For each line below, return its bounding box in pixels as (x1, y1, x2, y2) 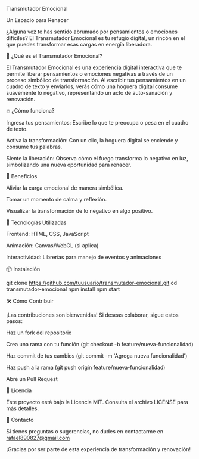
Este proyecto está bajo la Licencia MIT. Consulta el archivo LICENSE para (6, 399, 189, 405)
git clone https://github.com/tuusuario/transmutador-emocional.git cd (6, 280, 178, 286)
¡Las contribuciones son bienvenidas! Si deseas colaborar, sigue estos (6, 311, 179, 318)
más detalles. (6, 405, 39, 412)
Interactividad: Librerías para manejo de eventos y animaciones (6, 253, 162, 260)
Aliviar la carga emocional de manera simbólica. (6, 184, 124, 191)
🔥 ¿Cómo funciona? (6, 107, 55, 114)
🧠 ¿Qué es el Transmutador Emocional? (6, 52, 103, 59)
